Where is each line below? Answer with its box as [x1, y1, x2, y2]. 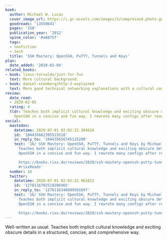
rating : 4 [9, 105, 30, 110]
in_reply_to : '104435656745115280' [14, 137, 88, 142]
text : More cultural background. [9, 77, 79, 82]
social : [5, 118, 21, 123]
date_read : [9, 95, 32, 100]
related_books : [5, 68, 37, 73]
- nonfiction [9, 44, 37, 49]
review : [5, 91, 21, 96]
